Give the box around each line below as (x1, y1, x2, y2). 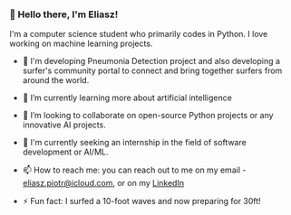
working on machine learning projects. (9, 38, 153, 49)
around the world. (22, 75, 90, 86)
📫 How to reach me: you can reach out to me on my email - (22, 164, 247, 175)
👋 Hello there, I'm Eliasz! (9, 8, 119, 21)
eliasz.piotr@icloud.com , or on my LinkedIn (22, 178, 184, 189)
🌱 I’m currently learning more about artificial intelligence (22, 92, 233, 103)
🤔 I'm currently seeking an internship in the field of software (22, 137, 247, 148)
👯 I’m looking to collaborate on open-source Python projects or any (22, 110, 274, 121)
